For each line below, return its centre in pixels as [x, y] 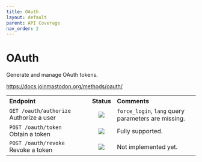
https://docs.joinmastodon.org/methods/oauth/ [65, 86]
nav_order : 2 [23, 28]
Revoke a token [31, 150]
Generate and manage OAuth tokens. [52, 75]
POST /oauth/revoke [37, 143]
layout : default [26, 17]
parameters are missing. [151, 119]
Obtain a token [30, 134]
